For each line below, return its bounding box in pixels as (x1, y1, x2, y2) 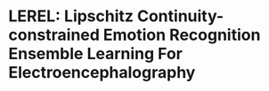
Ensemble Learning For (8, 44, 183, 64)
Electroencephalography (8, 63, 196, 83)
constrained (8, 25, 100, 45)
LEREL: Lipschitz (8, 6, 134, 27)
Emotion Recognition (102, 25, 261, 45)
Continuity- (136, 6, 224, 27)
